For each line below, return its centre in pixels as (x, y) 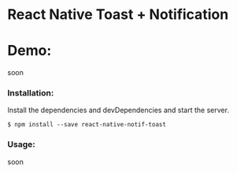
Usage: (22, 145)
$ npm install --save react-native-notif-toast (87, 125)
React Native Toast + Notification (118, 15)
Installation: (31, 93)
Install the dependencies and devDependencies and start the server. (119, 110)
